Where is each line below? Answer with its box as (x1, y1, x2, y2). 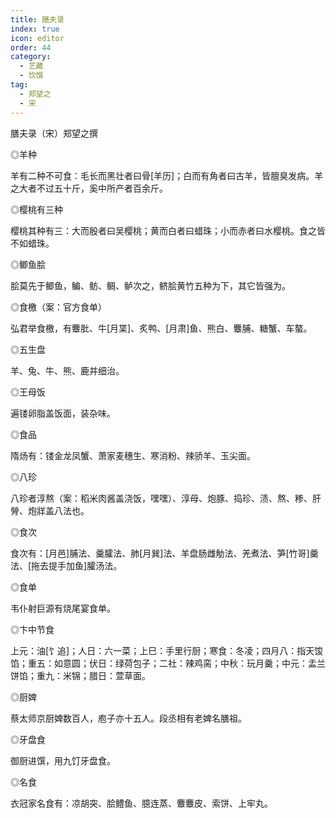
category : (10, 52, 52, 62)
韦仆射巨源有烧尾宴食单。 (10, 602, 116, 614)
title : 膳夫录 (10, 14, 65, 25)
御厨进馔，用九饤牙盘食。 (10, 754, 116, 766)
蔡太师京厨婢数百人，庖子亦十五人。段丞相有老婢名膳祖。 (10, 712, 247, 724)
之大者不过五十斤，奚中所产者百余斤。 (10, 182, 168, 194)
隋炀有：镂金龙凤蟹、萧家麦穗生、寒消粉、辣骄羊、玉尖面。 (10, 449, 256, 461)
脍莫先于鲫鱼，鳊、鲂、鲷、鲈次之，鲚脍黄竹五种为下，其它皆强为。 (10, 279, 291, 291)
